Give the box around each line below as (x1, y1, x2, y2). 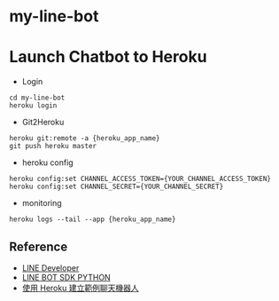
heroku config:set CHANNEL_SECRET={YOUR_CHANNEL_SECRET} (9, 182, 224, 192)
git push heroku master (9, 142, 97, 151)
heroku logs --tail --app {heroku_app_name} (9, 215, 176, 224)
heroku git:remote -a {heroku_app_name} (9, 134, 161, 143)
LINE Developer (21, 262, 80, 273)
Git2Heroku (21, 117, 65, 128)
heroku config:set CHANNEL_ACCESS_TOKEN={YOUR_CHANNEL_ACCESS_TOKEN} (9, 175, 272, 184)
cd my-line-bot (9, 93, 66, 103)
